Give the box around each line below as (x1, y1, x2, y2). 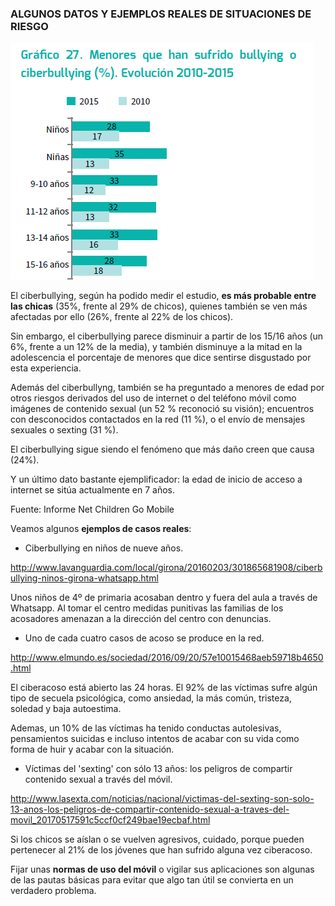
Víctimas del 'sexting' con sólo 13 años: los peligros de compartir (24, 763, 293, 775)
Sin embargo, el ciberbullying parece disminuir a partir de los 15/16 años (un (10, 330, 324, 342)
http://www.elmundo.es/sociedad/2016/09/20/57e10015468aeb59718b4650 (10, 652, 324, 664)
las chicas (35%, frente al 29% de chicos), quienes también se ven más (10, 300, 308, 312)
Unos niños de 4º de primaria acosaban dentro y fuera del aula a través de (10, 592, 318, 604)
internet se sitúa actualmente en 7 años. (10, 484, 176, 496)
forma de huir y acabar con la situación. (10, 743, 175, 756)
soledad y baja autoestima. (10, 703, 122, 715)
